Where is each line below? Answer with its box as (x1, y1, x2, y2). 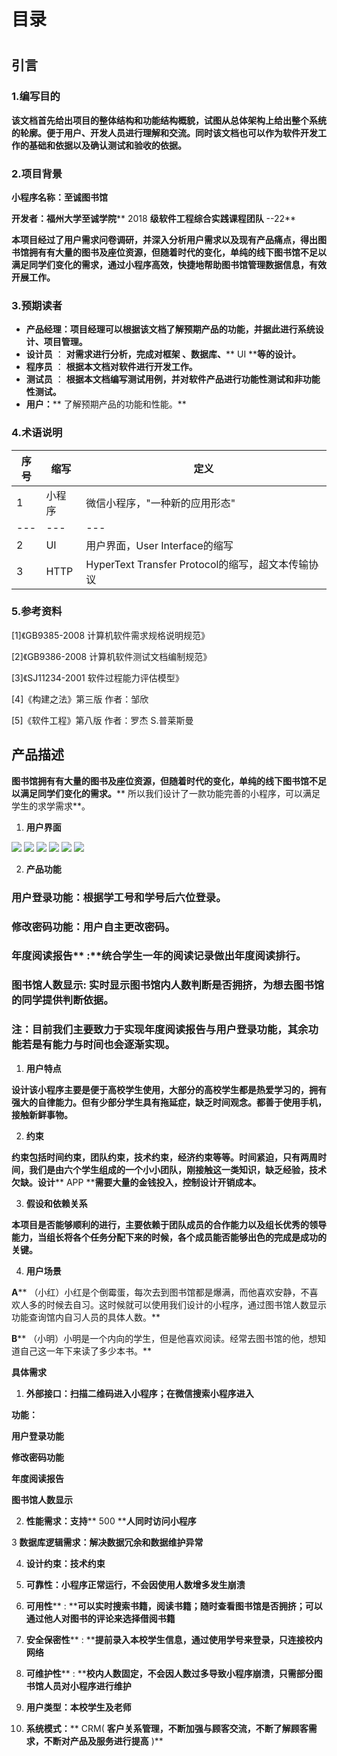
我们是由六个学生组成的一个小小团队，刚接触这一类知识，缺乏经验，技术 (28, 1163, 327, 1175)
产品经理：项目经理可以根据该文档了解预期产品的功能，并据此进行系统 (25, 323, 316, 335)
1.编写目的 (11, 90, 61, 104)
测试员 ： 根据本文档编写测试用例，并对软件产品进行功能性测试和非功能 (25, 373, 321, 385)
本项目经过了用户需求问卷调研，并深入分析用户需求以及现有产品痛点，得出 (11, 233, 318, 245)
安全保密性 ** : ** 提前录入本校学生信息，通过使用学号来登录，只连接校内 (25, 1633, 323, 1645)
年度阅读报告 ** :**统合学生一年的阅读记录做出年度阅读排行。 (11, 949, 307, 963)
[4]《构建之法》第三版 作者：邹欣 (11, 693, 149, 705)
